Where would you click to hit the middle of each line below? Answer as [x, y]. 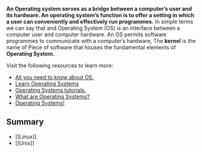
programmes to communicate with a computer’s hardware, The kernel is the [101, 41]
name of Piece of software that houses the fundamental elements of [91, 47]
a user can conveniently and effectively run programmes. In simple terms [100, 21]
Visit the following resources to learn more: [60, 65]
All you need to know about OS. [54, 77]
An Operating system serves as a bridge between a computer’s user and [99, 9]
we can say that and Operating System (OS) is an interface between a [93, 28]
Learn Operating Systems [47, 84]
